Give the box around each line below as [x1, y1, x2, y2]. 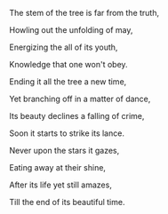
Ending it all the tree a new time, [9, 76, 127, 87]
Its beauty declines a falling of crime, [9, 111, 145, 121]
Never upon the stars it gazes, [9, 146, 120, 155]
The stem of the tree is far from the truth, [9, 8, 160, 18]
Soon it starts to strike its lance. [9, 128, 124, 139]
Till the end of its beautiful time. [9, 197, 125, 207]
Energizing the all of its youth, [9, 42, 118, 52]
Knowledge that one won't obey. [9, 59, 128, 69]
